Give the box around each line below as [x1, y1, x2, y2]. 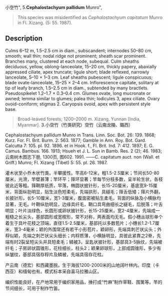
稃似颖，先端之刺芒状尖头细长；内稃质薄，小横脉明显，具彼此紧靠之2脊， [5, 232, 157, 238]
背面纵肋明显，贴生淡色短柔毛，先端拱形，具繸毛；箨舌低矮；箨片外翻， [13, 189, 163, 195]
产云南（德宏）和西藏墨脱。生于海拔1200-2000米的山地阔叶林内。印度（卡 [5, 262, 159, 268]
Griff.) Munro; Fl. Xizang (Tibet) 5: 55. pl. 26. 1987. [5, 160, 108, 166]
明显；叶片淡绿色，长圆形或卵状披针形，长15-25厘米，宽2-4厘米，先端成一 [5, 207, 160, 213]
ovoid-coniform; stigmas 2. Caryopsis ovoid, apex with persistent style [5, 101, 151, 107]
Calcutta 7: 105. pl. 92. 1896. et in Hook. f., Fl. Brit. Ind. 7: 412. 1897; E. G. [5, 142, 154, 149]
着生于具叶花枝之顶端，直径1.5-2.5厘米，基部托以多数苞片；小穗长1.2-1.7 [5, 220, 155, 226]
